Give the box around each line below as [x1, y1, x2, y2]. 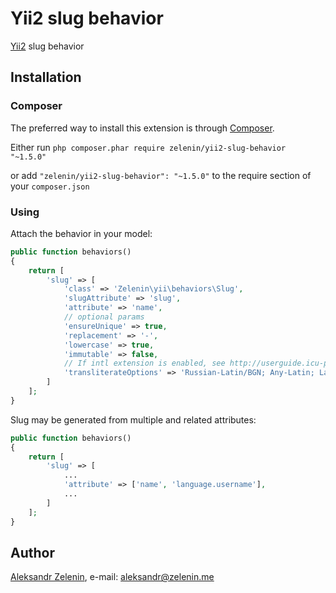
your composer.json [10, 180, 90, 192]
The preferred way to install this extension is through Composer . [10, 122, 275, 134]
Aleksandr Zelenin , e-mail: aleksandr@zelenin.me [10, 571, 215, 583]
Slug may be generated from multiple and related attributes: [10, 413, 257, 426]
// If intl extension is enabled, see [63, 358, 226, 369]
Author [10, 544, 55, 561]
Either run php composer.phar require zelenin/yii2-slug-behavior [10, 141, 287, 153]
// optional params [63, 312, 145, 322]
